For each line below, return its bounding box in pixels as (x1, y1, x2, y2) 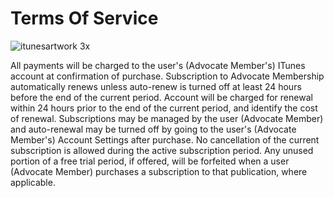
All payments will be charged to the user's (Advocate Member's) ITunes (10, 59, 306, 71)
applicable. (10, 176, 56, 188)
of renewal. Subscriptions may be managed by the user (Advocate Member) (10, 112, 324, 124)
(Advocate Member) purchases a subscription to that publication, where (10, 165, 308, 177)
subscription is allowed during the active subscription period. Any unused (10, 144, 314, 156)
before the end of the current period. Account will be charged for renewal (10, 91, 313, 103)
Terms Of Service (10, 7, 159, 30)
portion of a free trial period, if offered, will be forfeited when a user (10, 155, 290, 167)
